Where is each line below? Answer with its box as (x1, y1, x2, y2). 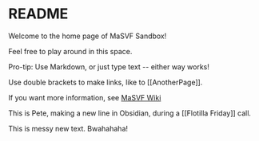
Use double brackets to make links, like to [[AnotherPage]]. (8, 77, 203, 87)
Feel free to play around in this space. (8, 46, 133, 56)
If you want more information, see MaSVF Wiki (8, 92, 161, 102)
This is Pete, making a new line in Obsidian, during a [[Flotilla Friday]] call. (8, 108, 252, 118)
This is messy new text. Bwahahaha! (8, 123, 129, 133)
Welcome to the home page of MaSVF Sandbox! (8, 31, 167, 41)
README (8, 5, 69, 23)
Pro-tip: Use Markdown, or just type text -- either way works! (8, 61, 210, 72)
